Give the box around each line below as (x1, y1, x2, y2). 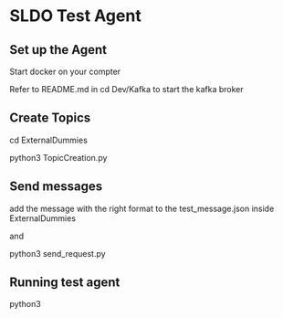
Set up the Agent (9, 42, 108, 58)
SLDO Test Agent (9, 5, 141, 26)
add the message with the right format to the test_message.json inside (9, 203, 275, 214)
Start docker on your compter (9, 66, 121, 77)
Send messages (9, 179, 103, 195)
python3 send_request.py (9, 248, 107, 259)
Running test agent (9, 275, 121, 291)
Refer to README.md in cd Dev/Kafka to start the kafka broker (9, 84, 244, 94)
